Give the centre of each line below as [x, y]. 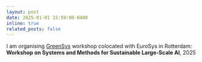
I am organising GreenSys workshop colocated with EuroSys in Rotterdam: [99, 46]
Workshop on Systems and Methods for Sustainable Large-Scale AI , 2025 [101, 53]
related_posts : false [34, 29]
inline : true [23, 23]
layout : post [23, 12]
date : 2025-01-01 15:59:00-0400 [47, 18]
